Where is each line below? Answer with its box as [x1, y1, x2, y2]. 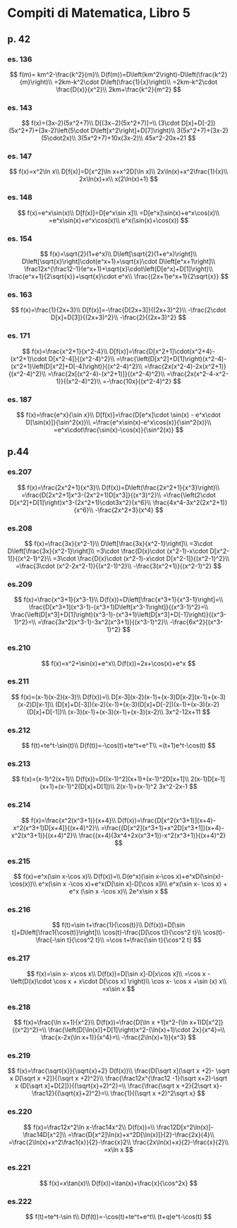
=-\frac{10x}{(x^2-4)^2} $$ [102, 377, 181, 385]
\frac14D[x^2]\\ [23, 1130, 67, 1138]
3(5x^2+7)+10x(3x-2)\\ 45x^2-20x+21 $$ [77, 134, 196, 142]
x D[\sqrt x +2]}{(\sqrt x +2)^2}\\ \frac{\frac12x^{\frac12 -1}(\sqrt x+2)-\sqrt [9, 1074, 228, 1083]
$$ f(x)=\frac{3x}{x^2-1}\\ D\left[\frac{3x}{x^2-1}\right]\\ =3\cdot [24, 539, 213, 547]
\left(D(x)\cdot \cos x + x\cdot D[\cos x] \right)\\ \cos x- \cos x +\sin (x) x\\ [10, 977, 227, 985]
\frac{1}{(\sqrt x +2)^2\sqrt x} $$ [110, 1089, 206, 1098]
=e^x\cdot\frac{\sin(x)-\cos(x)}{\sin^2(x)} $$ [53, 425, 184, 434]
